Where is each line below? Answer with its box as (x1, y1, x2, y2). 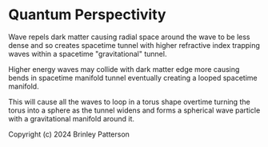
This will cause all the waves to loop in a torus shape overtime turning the (8, 97, 250, 106)
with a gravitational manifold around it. (8, 113, 134, 123)
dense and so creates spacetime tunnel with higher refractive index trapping (8, 40, 260, 50)
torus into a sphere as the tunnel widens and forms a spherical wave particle (8, 105, 261, 115)
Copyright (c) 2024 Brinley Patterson (8, 129, 130, 139)
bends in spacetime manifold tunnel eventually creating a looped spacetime (8, 73, 258, 82)
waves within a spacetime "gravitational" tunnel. (8, 49, 167, 58)
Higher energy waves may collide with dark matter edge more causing (8, 64, 240, 73)
